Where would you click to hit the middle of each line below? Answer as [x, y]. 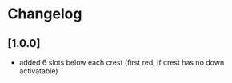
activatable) [38, 71]
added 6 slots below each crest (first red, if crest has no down [122, 62]
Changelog [45, 14]
